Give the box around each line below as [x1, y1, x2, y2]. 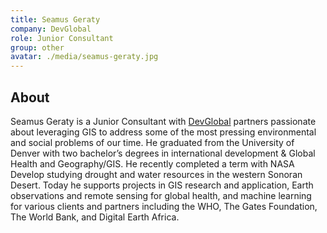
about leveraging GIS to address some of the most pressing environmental [10, 126, 317, 138]
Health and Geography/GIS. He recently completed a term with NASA [10, 157, 295, 170]
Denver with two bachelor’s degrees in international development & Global [10, 147, 316, 159]
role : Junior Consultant [10, 33, 114, 43]
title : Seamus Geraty [10, 14, 101, 25]
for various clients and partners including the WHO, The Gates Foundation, [10, 200, 318, 212]
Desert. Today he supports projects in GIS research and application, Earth [10, 179, 314, 191]
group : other [10, 42, 65, 53]
